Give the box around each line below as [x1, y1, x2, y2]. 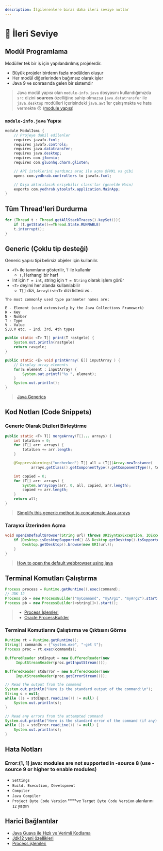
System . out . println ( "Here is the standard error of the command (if [5, 718, 147, 723]
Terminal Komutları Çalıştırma [5, 574, 98, 583]
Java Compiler [12, 794, 41, 798]
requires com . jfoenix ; [14, 155, 60, 161]
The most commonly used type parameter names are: [5, 297, 110, 302]
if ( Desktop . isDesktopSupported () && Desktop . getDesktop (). [14, 538, 138, 543]
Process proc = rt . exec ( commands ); [5, 647, 77, 652]
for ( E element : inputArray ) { [14, 367, 77, 372]
